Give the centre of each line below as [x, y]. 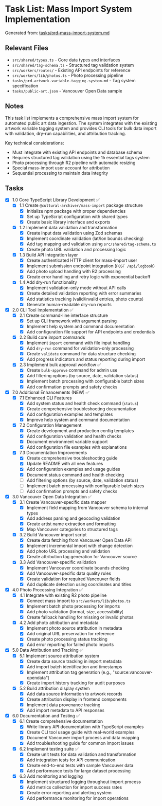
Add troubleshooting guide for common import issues [80, 743]
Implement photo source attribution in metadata [74, 628]
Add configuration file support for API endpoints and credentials [91, 331]
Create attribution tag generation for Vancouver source [82, 557]
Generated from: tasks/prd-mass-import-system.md [57, 33]
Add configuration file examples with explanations [77, 447]
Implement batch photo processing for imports [73, 606]
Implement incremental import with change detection [80, 546]
